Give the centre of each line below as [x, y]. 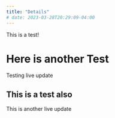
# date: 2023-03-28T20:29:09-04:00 [51, 17]
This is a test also [40, 94]
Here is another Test [57, 59]
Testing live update [30, 75]
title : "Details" [28, 12]
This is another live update [39, 109]
